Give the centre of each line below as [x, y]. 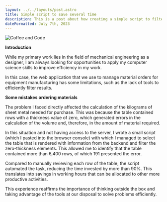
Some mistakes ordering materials [42, 98]
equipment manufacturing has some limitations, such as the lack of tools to [82, 83]
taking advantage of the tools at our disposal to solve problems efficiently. [81, 194]
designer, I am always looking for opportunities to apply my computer [76, 62]
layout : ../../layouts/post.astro [41, 10]
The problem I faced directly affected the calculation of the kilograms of [79, 107]
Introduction [18, 47]
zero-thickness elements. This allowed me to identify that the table [73, 149]
